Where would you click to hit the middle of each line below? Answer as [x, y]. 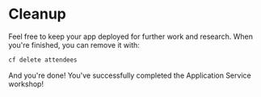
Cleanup [38, 14]
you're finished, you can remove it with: [74, 44]
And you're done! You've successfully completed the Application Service [130, 75]
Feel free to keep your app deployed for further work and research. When [130, 36]
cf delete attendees [43, 60]
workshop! [26, 84]
